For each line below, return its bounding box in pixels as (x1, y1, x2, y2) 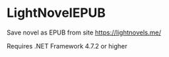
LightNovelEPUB (6, 5, 106, 21)
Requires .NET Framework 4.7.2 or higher (6, 42, 128, 50)
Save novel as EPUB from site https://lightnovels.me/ (6, 28, 162, 37)
